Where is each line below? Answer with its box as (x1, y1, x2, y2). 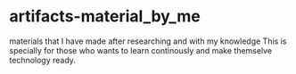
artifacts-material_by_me (9, 6, 201, 27)
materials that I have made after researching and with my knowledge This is (9, 36, 287, 46)
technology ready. (9, 54, 76, 65)
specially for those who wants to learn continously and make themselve (9, 45, 273, 55)
